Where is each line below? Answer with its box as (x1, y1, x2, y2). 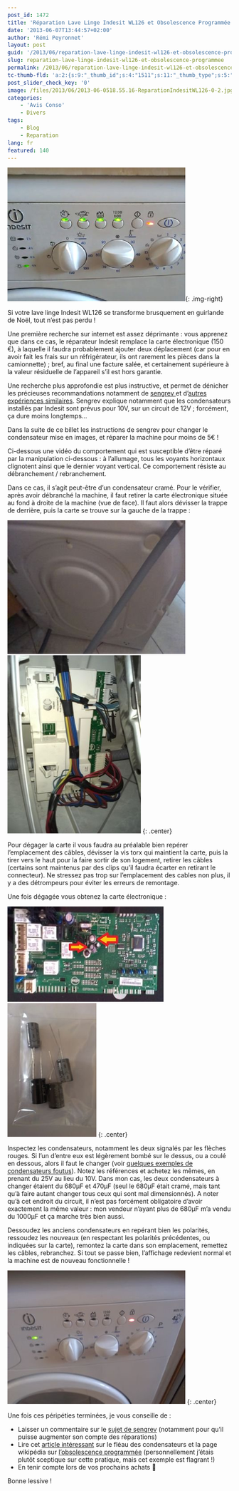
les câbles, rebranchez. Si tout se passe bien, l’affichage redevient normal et (7, 1249, 232, 1257)
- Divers (20, 109, 46, 117)
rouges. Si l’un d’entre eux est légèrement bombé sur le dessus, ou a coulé (7, 1152, 226, 1160)
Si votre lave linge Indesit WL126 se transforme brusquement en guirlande (7, 309, 224, 317)
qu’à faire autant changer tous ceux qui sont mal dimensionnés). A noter (7, 1190, 219, 1198)
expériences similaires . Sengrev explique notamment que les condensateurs (7, 396, 231, 406)
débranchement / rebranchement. (7, 470, 107, 478)
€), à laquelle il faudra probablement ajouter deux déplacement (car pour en (7, 345, 230, 354)
